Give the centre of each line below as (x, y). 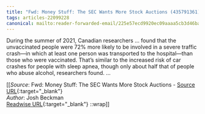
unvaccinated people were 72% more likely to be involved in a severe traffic (102, 47)
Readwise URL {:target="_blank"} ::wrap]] (58, 104)
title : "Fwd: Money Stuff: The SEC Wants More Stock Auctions (87, 12)
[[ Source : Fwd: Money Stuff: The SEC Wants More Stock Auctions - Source (101, 85)
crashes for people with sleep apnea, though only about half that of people (100, 66)
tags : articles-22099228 (38, 18)
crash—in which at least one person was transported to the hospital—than (100, 54)
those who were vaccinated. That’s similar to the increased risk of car (94, 60)
